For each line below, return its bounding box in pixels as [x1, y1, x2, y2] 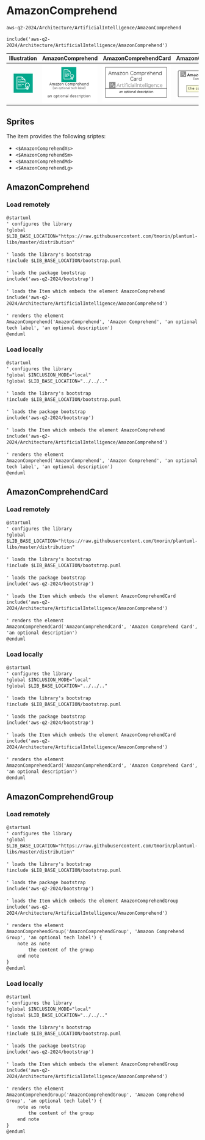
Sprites [6, 116, 35, 127]
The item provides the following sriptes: [6, 133, 106, 140]
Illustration [9, 54, 38, 62]
